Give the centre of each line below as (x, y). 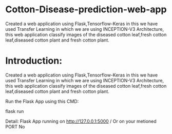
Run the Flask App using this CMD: (42, 101)
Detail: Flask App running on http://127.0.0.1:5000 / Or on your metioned (81, 121)
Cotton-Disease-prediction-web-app (86, 9)
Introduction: (34, 61)
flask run (15, 111)
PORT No (15, 126)
